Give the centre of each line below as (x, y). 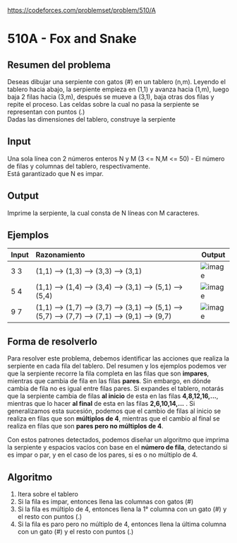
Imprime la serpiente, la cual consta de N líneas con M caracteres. (103, 213)
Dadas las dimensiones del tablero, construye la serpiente (92, 119)
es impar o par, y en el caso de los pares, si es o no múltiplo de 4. (103, 455)
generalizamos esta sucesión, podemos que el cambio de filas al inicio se (114, 411)
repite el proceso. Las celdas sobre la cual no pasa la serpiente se (103, 104)
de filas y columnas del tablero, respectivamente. (79, 166)
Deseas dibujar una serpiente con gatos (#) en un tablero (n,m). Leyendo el (116, 82)
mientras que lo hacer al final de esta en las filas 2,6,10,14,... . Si (101, 404)
